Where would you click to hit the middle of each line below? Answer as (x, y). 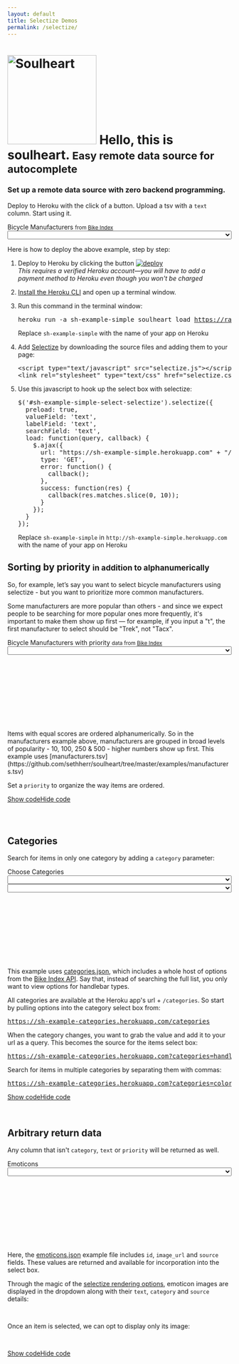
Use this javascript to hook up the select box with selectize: (105, 389)
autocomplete (43, 169)
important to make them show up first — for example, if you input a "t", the (116, 621)
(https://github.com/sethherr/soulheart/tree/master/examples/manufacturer (118, 763)
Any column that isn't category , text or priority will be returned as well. (113, 1150)
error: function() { (76, 467)
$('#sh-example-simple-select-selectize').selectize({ (115, 402)
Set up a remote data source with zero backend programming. (117, 190)
